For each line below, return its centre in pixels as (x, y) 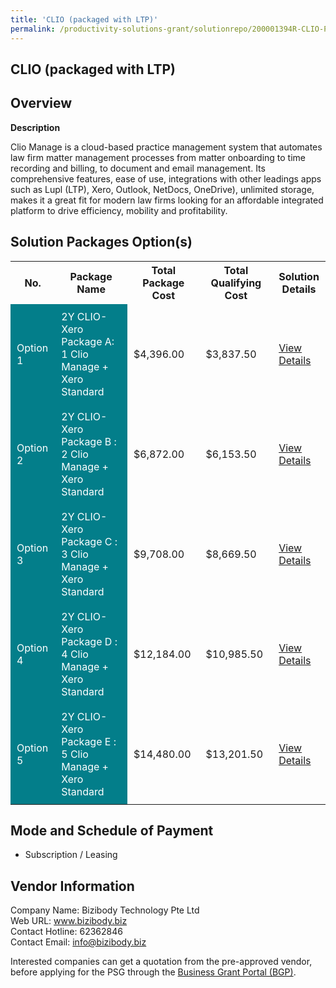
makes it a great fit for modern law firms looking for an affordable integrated (167, 200)
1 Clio (75, 354)
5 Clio (75, 754)
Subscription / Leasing (71, 855)
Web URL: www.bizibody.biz (69, 921)
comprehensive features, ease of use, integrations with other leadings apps (166, 178)
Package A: (88, 341)
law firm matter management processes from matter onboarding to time (158, 157)
